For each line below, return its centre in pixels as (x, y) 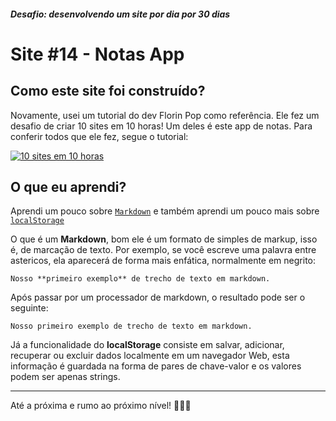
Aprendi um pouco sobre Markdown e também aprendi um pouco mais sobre (165, 211)
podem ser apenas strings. (65, 377)
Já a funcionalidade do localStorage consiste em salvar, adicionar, (147, 345)
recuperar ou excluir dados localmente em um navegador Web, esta (150, 356)
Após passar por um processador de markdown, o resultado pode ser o (158, 297)
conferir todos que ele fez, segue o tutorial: (99, 136)
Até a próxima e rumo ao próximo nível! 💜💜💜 (101, 406)
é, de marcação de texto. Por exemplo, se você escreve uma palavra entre (163, 250)
